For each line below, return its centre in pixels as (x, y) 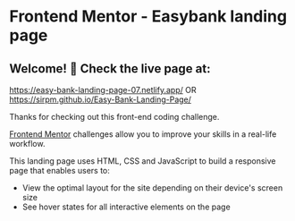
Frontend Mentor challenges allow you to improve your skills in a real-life (143, 134)
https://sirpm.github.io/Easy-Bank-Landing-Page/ (101, 99)
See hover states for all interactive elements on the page (126, 207)
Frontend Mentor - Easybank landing (148, 17)
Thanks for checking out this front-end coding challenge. (114, 117)
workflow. (27, 144)
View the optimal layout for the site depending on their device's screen (152, 188)
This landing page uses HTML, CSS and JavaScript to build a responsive (143, 161)
